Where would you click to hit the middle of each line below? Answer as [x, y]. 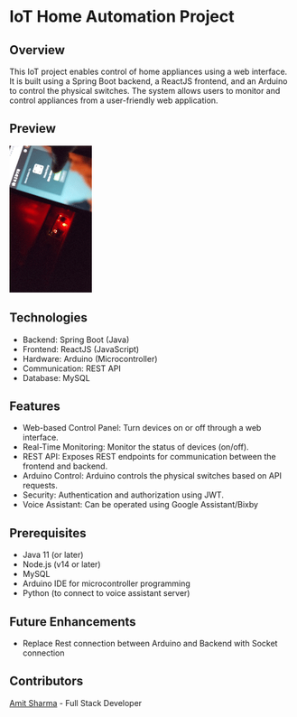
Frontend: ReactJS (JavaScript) [81, 349]
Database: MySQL [56, 377]
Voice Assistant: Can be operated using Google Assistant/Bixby [140, 505]
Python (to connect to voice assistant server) [106, 593]
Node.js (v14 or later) [61, 564]
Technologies [49, 318]
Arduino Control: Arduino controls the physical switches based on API [152, 476]
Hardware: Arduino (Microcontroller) [90, 358]
